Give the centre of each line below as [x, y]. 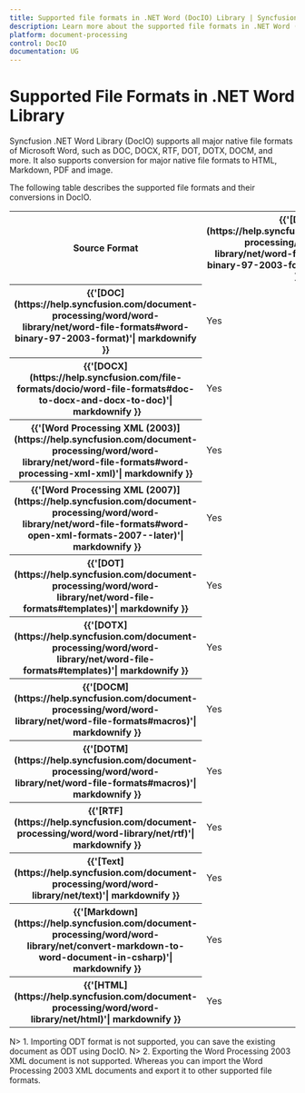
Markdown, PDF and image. [61, 170]
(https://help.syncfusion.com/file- [106, 377]
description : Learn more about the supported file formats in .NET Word [150, 26]
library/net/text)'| [70, 895]
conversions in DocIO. [51, 197]
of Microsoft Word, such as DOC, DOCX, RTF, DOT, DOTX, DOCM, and [141, 151]
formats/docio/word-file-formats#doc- [106, 389]
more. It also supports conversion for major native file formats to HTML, [143, 161]
